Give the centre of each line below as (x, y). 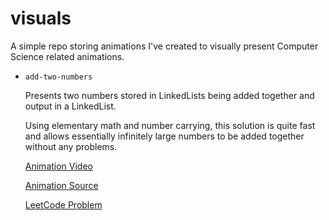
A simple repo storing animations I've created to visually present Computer (164, 46)
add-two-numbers (58, 77)
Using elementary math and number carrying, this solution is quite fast (170, 125)
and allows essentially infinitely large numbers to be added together (164, 136)
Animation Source (61, 185)
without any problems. (71, 146)
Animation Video (58, 166)
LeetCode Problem (63, 204)
